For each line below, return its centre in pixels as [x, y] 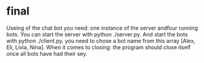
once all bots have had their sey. [47, 53]
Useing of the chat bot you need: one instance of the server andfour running [102, 28]
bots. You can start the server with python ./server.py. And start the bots [97, 34]
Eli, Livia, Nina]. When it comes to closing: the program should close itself [98, 47]
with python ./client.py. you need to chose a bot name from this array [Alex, [101, 41]
